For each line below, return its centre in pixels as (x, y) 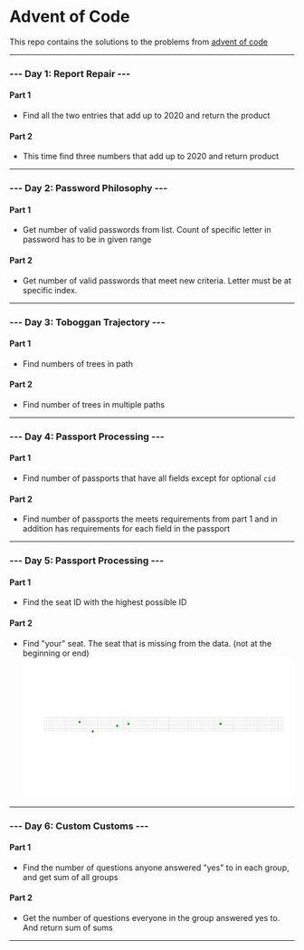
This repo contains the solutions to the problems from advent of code (139, 42)
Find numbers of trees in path (78, 363)
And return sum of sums (67, 928)
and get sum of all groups (70, 877)
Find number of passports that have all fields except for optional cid (149, 478)
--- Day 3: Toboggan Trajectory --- (87, 321)
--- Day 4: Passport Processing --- (87, 437)
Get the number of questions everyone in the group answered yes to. (151, 918)
